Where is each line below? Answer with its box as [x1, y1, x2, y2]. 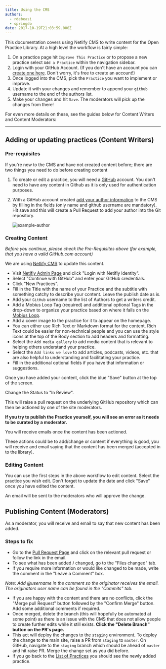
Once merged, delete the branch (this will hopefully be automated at [12, 610, 152, 616]
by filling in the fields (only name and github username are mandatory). [12, 202, 157, 208]
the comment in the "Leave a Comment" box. [12, 570, 105, 576]
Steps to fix [5, 538, 33, 545]
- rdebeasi [9, 16, 32, 21]
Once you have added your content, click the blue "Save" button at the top [5, 375, 157, 381]
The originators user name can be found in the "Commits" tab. [5, 585, 133, 591]
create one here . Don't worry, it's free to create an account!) [12, 70, 135, 76]
